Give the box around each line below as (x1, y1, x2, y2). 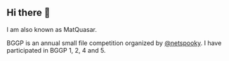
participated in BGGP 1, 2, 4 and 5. (6, 46, 106, 54)
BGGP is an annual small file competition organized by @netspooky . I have (6, 39, 222, 47)
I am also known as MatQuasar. (6, 25, 98, 33)
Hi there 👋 (6, 7, 51, 19)
